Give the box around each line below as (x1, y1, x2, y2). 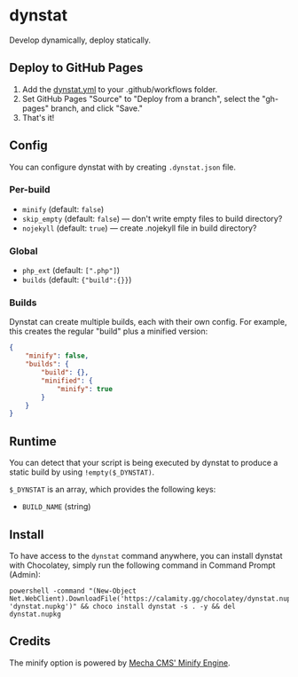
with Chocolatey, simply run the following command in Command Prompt (9, 560, 276, 571)
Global (9, 245, 38, 257)
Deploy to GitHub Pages (9, 60, 144, 75)
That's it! (21, 112, 55, 122)
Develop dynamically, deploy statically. (9, 35, 152, 45)
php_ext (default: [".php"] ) (21, 265, 121, 276)
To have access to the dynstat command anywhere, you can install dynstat (9, 550, 283, 561)
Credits (9, 634, 51, 649)
